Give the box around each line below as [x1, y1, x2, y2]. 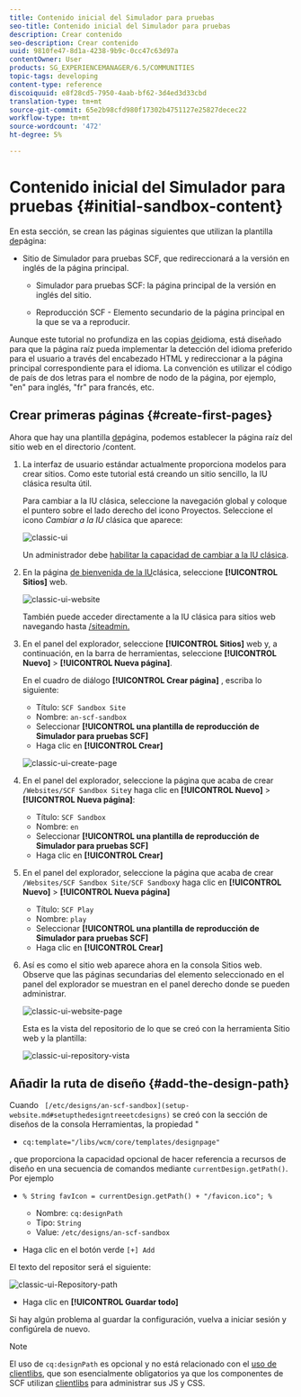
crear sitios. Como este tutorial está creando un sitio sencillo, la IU [22, 468, 268, 479]
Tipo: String [35, 1217, 82, 1229]
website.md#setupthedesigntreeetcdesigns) [9, 1111, 171, 1121]
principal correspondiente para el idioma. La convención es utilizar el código [9, 362, 292, 374]
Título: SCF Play [35, 904, 94, 915]
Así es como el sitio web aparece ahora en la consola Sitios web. [22, 960, 262, 970]
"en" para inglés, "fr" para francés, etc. [9, 382, 155, 392]
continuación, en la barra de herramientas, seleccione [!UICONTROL [22, 647, 277, 658]
